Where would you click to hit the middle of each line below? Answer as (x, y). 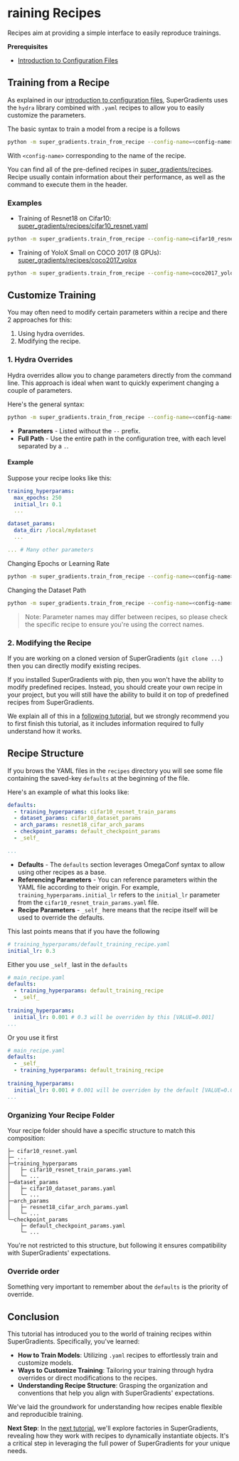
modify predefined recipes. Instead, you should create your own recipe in (115, 687)
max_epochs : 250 (38, 497)
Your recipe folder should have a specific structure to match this (101, 1130)
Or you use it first (33, 1038)
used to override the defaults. (61, 917)
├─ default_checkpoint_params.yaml (73, 1225)
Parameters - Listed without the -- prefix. (79, 431)
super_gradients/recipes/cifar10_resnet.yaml (83, 226)
